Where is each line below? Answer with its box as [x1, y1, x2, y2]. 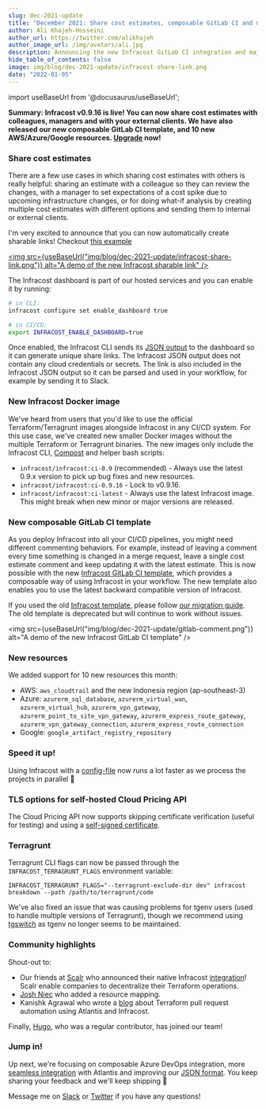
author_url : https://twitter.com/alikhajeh [8, 33, 154, 42]
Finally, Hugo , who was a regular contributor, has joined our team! [8, 1021, 223, 1031]
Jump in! [8, 1041, 44, 1052]
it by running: [8, 284, 51, 293]
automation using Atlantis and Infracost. [19, 1006, 150, 1016]
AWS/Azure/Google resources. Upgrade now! [8, 132, 161, 143]
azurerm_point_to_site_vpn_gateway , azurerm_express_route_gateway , [19, 711, 246, 721]
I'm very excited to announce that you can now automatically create [8, 227, 230, 238]
